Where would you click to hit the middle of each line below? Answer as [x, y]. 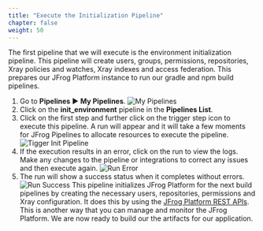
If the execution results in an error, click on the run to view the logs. [129, 151]
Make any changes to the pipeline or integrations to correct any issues [134, 160]
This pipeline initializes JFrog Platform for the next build [162, 185]
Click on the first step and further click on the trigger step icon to [125, 118]
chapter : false [33, 23]
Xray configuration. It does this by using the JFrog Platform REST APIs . [134, 202]
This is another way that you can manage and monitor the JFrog [123, 211]
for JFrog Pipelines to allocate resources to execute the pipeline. [124, 135]
